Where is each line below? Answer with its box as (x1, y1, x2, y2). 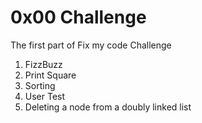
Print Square (24, 69, 77, 81)
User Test (24, 90, 66, 102)
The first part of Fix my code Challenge (10, 39, 172, 51)
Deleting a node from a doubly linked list (24, 101, 192, 113)
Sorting (24, 79, 56, 91)
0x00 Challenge (10, 6, 147, 29)
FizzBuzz (24, 58, 63, 70)
